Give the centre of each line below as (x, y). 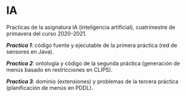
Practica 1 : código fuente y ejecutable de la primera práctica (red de (92, 45)
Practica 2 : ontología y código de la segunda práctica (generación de (93, 63)
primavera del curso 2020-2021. (46, 33)
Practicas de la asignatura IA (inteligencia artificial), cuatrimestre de (91, 27)
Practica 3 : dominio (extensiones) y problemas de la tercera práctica (92, 81)
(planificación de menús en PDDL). (50, 87)
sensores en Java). (30, 51)
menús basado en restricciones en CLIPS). (60, 69)
